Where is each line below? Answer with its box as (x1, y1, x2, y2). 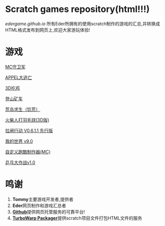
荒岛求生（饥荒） (5, 106, 40, 112)
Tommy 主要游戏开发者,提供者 (12, 196, 74, 202)
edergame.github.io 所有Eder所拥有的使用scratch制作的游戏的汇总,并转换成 (5, 20, 161, 26)
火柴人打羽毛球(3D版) (5, 116, 49, 123)
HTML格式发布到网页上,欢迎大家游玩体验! (5, 26, 91, 33)
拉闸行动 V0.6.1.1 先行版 (5, 127, 53, 133)
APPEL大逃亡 (5, 74, 32, 80)
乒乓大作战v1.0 (5, 159, 36, 165)
